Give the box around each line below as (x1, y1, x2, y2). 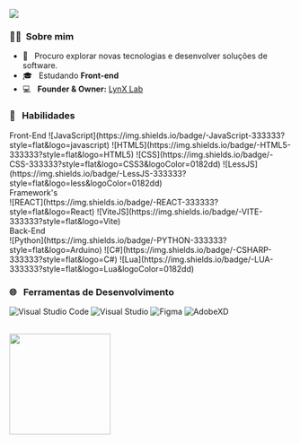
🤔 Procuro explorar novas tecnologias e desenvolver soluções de (22, 50, 268, 62)
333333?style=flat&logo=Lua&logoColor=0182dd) (9, 263, 195, 274)
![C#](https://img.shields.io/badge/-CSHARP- (103, 244, 272, 255)
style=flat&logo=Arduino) (9, 244, 102, 255)
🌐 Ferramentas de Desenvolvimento (9, 285, 175, 298)
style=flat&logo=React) (9, 206, 95, 217)
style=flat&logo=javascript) (9, 139, 110, 150)
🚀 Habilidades (9, 109, 75, 122)
